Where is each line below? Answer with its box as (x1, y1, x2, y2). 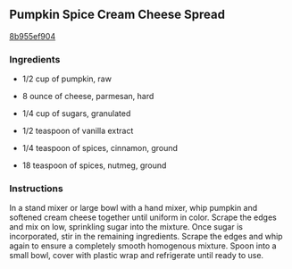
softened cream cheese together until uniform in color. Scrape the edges (9, 212, 277, 223)
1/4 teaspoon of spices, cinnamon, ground (21, 143, 179, 154)
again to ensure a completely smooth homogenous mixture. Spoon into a (9, 240, 277, 251)
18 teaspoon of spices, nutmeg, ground (21, 160, 167, 171)
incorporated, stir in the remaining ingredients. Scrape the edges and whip (9, 231, 283, 242)
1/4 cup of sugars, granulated (21, 108, 131, 119)
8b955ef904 (9, 30, 56, 41)
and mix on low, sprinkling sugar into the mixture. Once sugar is (9, 222, 244, 232)
